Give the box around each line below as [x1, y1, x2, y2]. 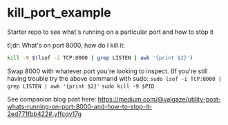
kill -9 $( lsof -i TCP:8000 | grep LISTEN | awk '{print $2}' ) [7, 54, 193, 61]
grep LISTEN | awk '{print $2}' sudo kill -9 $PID [7, 83, 155, 90]
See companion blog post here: [7, 95, 97, 103]
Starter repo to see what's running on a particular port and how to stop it [7, 28, 214, 36]
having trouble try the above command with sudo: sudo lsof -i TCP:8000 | [7, 74, 222, 82]
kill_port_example [7, 5, 112, 21]
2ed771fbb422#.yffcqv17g [7, 109, 82, 118]
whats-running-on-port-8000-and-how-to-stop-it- [7, 102, 152, 110]
